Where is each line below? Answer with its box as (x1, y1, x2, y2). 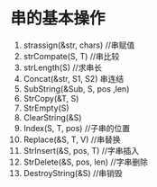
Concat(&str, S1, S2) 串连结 (23, 73, 125, 84)
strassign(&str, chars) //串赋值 (23, 40, 135, 50)
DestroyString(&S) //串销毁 (23, 167, 123, 178)
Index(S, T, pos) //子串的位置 (23, 122, 130, 133)
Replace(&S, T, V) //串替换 (23, 134, 121, 145)
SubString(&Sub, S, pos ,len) (23, 83, 130, 94)
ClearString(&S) (23, 111, 82, 122)
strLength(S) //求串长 (23, 62, 103, 73)
